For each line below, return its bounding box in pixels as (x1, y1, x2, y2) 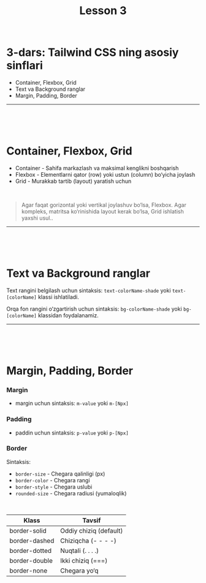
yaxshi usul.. (21, 214, 53, 222)
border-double (9, 556, 53, 565)
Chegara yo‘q (60, 566, 99, 574)
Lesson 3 (79, 4, 127, 18)
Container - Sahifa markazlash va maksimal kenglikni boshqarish (15, 164, 179, 172)
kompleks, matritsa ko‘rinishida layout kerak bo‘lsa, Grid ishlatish (21, 207, 184, 215)
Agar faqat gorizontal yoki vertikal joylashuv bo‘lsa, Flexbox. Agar (21, 201, 187, 209)
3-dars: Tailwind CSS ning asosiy (6, 45, 179, 60)
